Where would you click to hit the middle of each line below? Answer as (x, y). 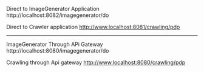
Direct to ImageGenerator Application (53, 9)
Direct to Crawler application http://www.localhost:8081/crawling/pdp (93, 27)
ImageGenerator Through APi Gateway (55, 44)
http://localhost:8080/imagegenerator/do (58, 51)
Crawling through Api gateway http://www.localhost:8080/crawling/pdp (96, 62)
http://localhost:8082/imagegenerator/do (58, 15)
